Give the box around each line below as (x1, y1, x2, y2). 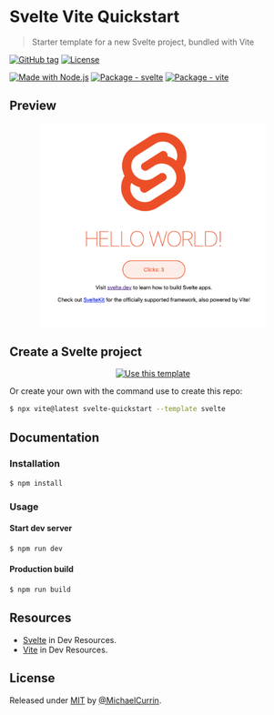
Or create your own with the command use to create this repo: (9, 386, 243, 397)
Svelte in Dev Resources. (22, 634, 117, 645)
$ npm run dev (9, 544, 64, 553)
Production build (9, 564, 75, 575)
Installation (9, 457, 61, 469)
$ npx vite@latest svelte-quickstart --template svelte (9, 405, 226, 414)
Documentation (9, 429, 100, 445)
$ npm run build (9, 585, 71, 595)
